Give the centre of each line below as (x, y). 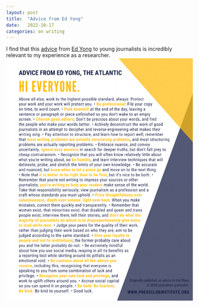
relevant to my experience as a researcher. (58, 55)
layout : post (22, 12)
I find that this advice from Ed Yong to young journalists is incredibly (89, 49)
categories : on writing (36, 31)
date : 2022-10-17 (30, 25)
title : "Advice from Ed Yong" (45, 19)
